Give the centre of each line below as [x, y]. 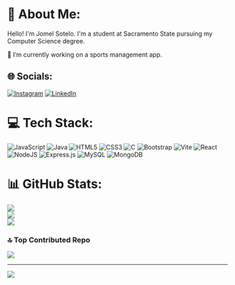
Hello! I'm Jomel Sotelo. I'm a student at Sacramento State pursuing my [110, 34]
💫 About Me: [44, 14]
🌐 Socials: [30, 76]
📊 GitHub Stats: [55, 184]
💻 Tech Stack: [50, 123]
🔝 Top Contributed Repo [49, 240]
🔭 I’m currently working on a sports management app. [85, 54]
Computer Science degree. [46, 41]
